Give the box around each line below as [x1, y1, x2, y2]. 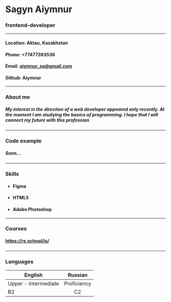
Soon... [5, 150, 21, 156]
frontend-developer [5, 22, 55, 29]
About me [5, 94, 31, 101]
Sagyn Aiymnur [5, 4, 73, 15]
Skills [5, 170, 19, 177]
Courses [5, 225, 27, 232]
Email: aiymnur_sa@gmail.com [5, 63, 72, 69]
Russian [68, 271, 88, 278]
